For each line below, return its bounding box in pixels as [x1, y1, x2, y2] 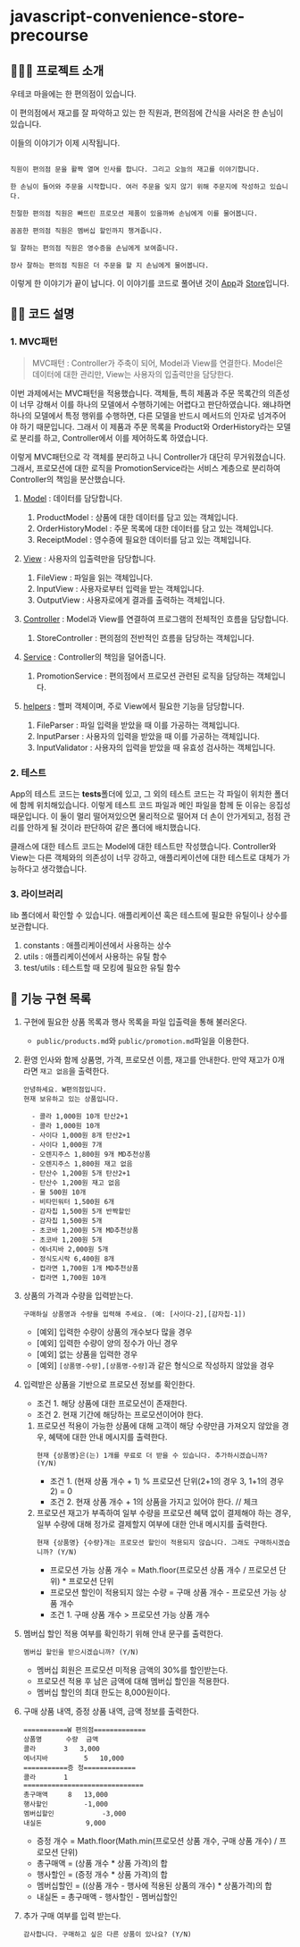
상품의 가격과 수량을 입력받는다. [22, 1290, 133, 1302]
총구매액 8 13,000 [22, 1791, 108, 1799]
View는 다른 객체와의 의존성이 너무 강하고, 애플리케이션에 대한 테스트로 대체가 [10, 852, 281, 863]
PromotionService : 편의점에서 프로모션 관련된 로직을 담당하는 [36, 670, 255, 681]
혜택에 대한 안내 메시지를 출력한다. [48, 1432, 168, 1443]
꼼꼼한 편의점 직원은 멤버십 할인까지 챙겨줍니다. [10, 226, 163, 235]
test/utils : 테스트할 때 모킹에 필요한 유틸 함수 [22, 963, 181, 973]
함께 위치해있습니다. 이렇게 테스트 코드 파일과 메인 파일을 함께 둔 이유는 [19, 799, 267, 810]
